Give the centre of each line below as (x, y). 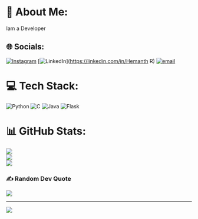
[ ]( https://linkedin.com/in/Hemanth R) (96, 61)
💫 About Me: (37, 12)
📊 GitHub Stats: (46, 131)
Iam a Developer (26, 28)
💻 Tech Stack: (42, 86)
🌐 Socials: (25, 47)
